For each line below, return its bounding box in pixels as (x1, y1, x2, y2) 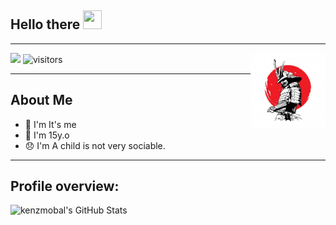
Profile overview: (10, 178, 120, 195)
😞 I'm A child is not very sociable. (24, 139, 166, 151)
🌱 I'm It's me (24, 118, 77, 130)
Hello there (10, 16, 81, 33)
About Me (10, 92, 73, 109)
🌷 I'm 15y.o (24, 129, 70, 141)
